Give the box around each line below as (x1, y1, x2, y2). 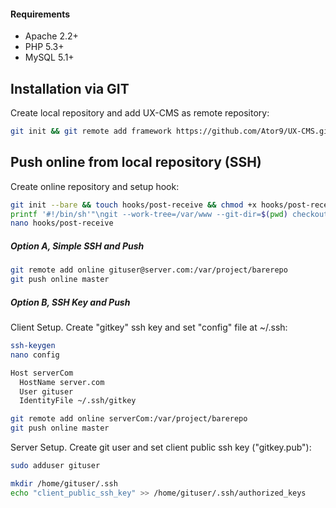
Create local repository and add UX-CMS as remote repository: (10, 107, 270, 119)
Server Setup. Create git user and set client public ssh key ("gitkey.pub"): (10, 441, 312, 454)
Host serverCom (10, 368, 74, 378)
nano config (10, 350, 60, 360)
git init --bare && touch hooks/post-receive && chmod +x (10, 200, 257, 210)
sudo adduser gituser (10, 461, 101, 471)
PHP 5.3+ (24, 41, 65, 53)
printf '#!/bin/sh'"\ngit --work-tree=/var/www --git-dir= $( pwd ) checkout (10, 209, 329, 219)
